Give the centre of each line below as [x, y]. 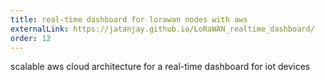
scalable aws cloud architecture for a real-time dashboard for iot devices [160, 67]
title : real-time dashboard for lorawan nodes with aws [129, 19]
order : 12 [31, 38]
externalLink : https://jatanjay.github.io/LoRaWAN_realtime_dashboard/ [162, 29]
